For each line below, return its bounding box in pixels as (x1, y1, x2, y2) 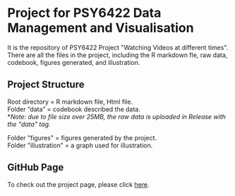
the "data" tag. (7, 120, 51, 128)
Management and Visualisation (7, 20, 194, 36)
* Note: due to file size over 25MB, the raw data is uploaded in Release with (7, 112, 226, 121)
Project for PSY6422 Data (7, 5, 162, 21)
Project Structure (7, 79, 85, 91)
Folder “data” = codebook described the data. (7, 104, 141, 114)
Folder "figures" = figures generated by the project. (7, 133, 157, 142)
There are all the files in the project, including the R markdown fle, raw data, (7, 51, 228, 59)
